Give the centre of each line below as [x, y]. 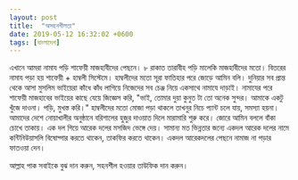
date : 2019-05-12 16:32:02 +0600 [71, 34]
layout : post [33, 17]
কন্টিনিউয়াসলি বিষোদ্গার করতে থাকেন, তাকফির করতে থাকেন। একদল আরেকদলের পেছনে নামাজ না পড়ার [141, 138]
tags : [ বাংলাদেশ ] [35, 42]
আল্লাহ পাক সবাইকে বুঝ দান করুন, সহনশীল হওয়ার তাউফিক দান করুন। [99, 166]
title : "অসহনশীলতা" [42, 26]
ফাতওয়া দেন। [28, 148]
